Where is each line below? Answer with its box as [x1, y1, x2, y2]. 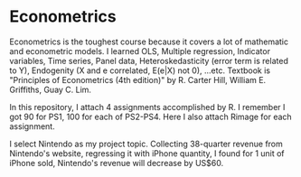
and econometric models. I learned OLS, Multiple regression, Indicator [9, 45, 271, 56]
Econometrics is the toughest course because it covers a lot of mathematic [9, 36, 289, 47]
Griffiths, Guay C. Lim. [9, 84, 92, 95]
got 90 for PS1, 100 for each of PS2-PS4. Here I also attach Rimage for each [9, 111, 292, 122]
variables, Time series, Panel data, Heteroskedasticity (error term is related [9, 55, 289, 66]
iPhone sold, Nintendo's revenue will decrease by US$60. [9, 157, 224, 168]
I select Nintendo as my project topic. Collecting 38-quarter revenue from [9, 138, 283, 149]
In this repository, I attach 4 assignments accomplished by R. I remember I [9, 101, 286, 112]
